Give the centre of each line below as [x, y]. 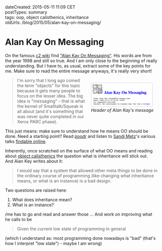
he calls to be [18, 219]
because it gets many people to [48, 91]
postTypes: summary [26, 12]
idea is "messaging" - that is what [51, 101]
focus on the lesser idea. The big [50, 96]
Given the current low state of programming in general [71, 229]
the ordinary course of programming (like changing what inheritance [85, 176]
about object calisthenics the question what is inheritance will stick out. [77, 156]
